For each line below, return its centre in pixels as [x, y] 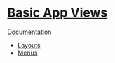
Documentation [29, 32]
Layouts [29, 45]
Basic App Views [57, 13]
